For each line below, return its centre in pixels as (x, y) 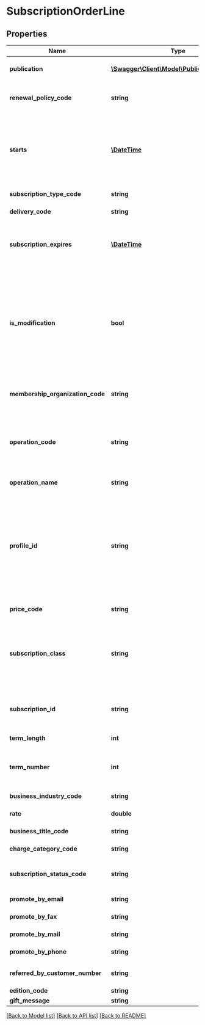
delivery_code (30, 212)
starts (18, 150)
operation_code (33, 442)
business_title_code (39, 831)
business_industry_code (46, 796)
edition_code (29, 991)
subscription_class (38, 653)
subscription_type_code (45, 194)
